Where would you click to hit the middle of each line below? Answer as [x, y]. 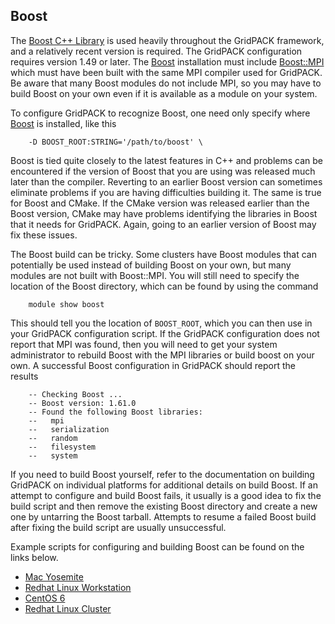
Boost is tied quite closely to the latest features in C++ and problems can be [167, 160]
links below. [34, 557]
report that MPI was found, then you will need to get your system [144, 344]
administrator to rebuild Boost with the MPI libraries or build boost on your [162, 355]
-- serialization [69, 429]
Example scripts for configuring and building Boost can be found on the [157, 546]
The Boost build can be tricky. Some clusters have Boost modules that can [163, 254]
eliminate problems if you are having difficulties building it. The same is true [166, 192]
